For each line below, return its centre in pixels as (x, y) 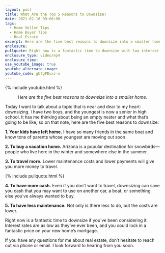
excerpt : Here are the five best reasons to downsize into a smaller (78, 42)
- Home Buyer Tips (28, 32)
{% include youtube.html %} (34, 87)
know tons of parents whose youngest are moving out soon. (66, 137)
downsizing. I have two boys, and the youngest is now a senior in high (76, 112)
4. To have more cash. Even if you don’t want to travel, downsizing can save (82, 185)
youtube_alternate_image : (31, 69)
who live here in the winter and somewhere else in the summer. (84, 152)
